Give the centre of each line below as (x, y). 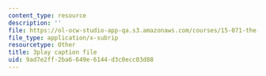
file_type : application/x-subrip (63, 38)
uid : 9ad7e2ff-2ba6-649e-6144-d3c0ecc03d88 (81, 60)
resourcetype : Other (42, 45)
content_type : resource (47, 15)
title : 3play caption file (53, 52)
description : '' (35, 23)
